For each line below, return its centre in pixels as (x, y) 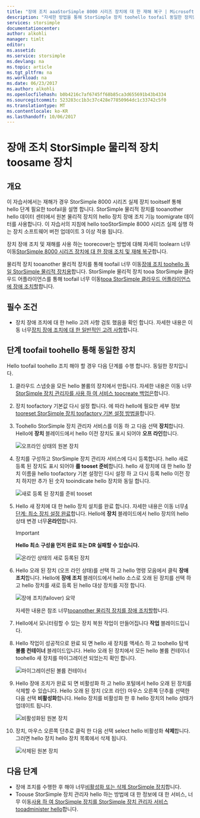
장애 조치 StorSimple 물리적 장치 (83, 148)
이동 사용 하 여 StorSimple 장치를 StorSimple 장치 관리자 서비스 (95, 801)
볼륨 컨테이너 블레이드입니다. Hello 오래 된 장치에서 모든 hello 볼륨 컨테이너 (102, 650)
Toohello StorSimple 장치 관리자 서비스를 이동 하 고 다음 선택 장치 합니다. (100, 426)
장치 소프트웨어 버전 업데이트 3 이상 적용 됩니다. (68, 232)
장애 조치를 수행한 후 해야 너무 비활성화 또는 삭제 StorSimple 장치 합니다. (98, 787)
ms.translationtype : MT (36, 105)
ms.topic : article (29, 67)
